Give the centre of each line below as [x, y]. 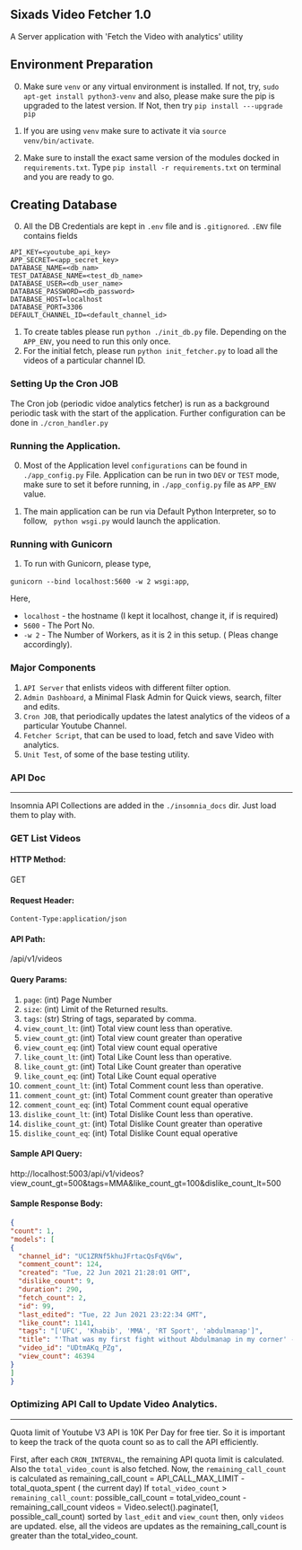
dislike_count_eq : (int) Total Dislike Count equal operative [130, 1133]
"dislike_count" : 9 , [56, 1281]
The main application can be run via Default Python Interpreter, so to [150, 512]
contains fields [51, 236]
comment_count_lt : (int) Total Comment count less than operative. [143, 1085]
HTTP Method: [38, 859]
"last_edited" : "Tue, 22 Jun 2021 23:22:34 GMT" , [112, 1315]
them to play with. [43, 815]
